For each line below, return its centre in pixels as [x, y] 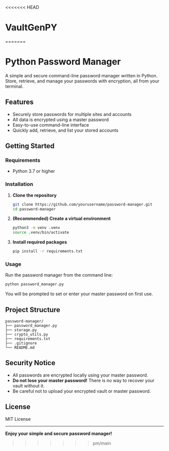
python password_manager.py [35, 284]
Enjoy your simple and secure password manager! [59, 433]
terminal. [14, 86]
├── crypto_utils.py [27, 334]
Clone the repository [34, 195]
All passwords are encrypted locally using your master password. [80, 375]
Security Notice [30, 363]
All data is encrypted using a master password [61, 120]
